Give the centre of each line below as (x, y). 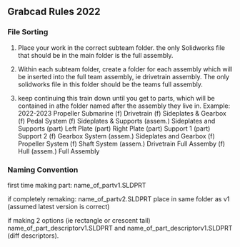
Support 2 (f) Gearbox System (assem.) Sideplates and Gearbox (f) (116, 136)
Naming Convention (43, 169)
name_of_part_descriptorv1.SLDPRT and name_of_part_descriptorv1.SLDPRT (120, 228)
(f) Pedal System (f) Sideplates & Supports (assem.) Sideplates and (116, 121)
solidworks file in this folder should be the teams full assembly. (110, 84)
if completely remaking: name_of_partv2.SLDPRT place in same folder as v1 (119, 198)
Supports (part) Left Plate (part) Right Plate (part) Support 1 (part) (114, 128)
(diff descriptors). (33, 236)
